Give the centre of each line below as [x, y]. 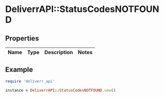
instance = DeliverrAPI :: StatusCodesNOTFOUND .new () [60, 90]
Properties [22, 38]
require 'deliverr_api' [30, 81]
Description [59, 52]
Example [19, 70]
